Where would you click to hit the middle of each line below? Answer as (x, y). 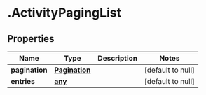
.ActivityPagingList (64, 13)
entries (23, 81)
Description (118, 58)
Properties (31, 39)
